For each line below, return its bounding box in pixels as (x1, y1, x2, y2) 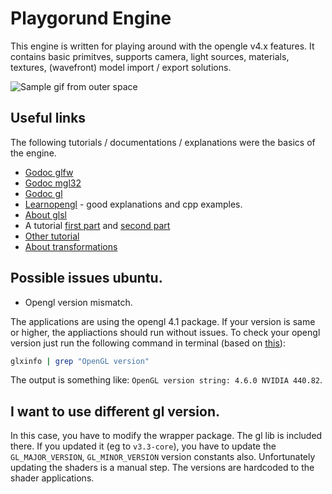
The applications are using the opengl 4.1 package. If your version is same (10, 315, 316, 327)
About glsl (24, 208, 67, 221)
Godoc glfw (24, 166, 74, 178)
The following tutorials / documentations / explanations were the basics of (10, 136, 316, 148)
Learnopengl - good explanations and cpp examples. (24, 198, 243, 210)
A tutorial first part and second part (24, 219, 171, 231)
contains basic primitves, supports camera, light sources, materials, (10, 50, 290, 62)
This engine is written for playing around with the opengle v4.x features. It (10, 40, 315, 52)
